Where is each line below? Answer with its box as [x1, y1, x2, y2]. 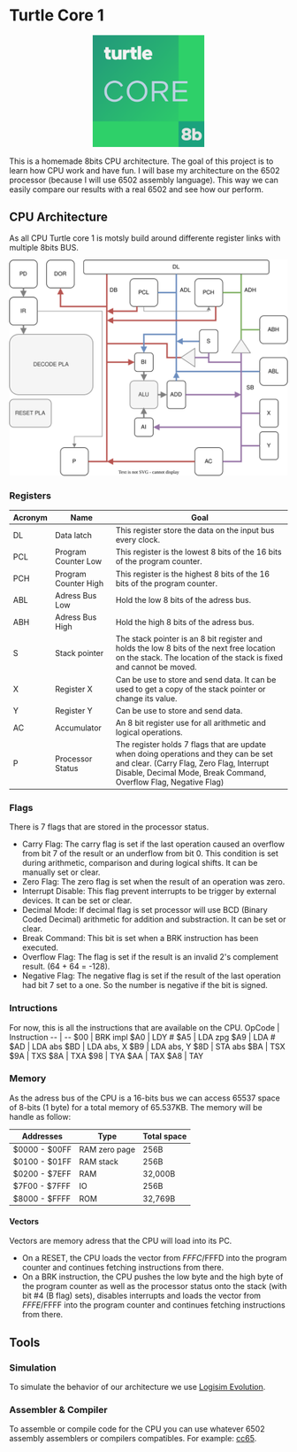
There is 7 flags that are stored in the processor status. [9, 822, 209, 832]
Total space [142, 1131, 187, 1142]
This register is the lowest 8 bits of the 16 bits [115, 546, 282, 558]
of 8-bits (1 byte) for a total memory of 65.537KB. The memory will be [9, 1101, 263, 1112]
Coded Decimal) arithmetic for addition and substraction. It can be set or [21, 914, 286, 925]
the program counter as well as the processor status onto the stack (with [21, 1281, 287, 1292]
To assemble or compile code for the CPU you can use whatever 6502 [9, 1424, 265, 1434]
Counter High [55, 577, 104, 589]
